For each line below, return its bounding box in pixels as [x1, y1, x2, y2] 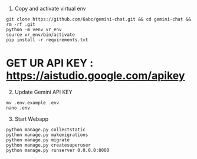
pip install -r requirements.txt [6, 37, 88, 43]
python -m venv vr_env [6, 26, 62, 32]
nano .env [6, 105, 31, 111]
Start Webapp [14, 115, 49, 122]
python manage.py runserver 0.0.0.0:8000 [6, 147, 110, 153]
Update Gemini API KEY [14, 88, 73, 95]
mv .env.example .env [6, 100, 60, 105]
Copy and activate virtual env [14, 5, 87, 12]
